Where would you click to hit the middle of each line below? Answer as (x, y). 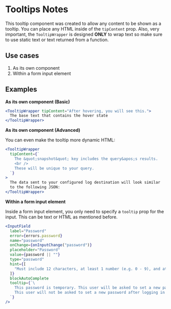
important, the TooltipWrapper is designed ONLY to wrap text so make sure (84, 34)
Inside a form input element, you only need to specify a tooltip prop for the (85, 211)
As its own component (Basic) (38, 102)
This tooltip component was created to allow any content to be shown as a (83, 23)
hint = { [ (18, 264)
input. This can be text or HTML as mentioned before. (62, 217)
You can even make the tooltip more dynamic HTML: (60, 140)
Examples (21, 89)
